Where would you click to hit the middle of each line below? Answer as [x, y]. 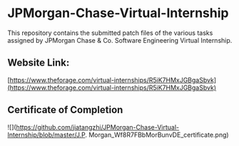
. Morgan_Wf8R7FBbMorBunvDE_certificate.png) [157, 135]
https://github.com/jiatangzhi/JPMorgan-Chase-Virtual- [98, 127]
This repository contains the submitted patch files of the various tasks [110, 33]
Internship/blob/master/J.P [46, 135]
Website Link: [39, 63]
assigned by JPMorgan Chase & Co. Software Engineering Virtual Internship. [120, 40]
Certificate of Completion [65, 110]
